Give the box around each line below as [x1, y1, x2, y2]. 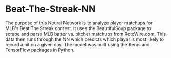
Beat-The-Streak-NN [5, 3, 96, 15]
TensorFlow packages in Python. [5, 47, 75, 53]
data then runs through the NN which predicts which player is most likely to [5, 36, 164, 42]
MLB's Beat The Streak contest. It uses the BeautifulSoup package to [5, 25, 151, 31]
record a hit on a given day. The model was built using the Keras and [5, 41, 150, 47]
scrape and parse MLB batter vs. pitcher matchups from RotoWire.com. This [5, 31, 166, 37]
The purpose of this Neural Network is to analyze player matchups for [5, 20, 153, 26]
